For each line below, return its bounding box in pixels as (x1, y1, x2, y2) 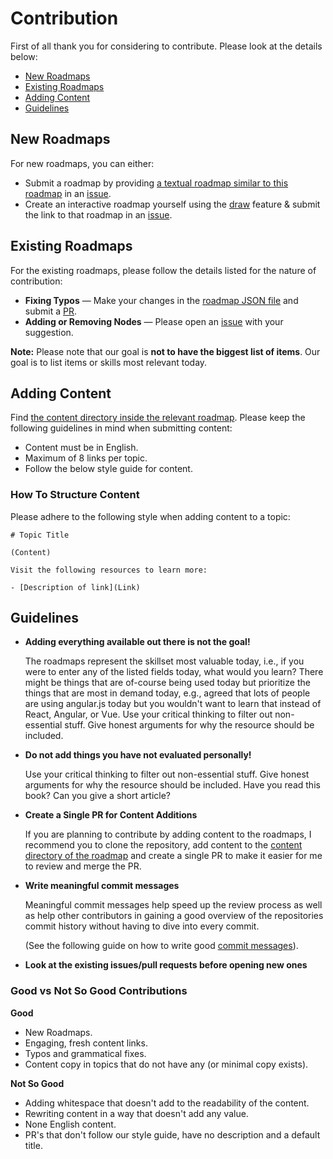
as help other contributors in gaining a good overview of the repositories (24, 910, 324, 922)
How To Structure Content (10, 488, 140, 502)
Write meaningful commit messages (24, 880, 180, 892)
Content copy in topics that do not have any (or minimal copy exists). (24, 1058, 309, 1070)
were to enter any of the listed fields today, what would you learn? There (24, 666, 324, 678)
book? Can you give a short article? (24, 790, 172, 802)
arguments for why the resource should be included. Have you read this (24, 779, 321, 791)
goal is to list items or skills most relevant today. (10, 356, 208, 368)
